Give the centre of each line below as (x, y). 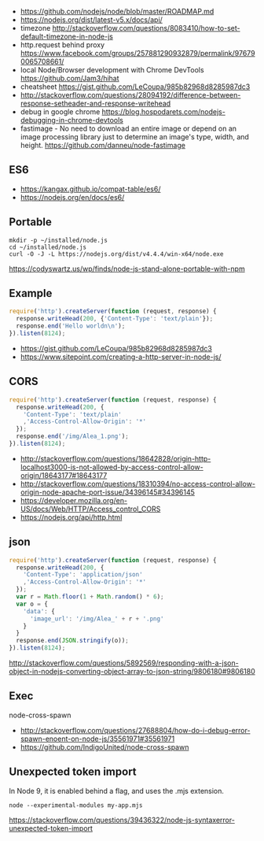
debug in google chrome (60, 112)
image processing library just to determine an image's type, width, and (135, 137)
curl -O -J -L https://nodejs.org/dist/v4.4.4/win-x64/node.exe (116, 254)
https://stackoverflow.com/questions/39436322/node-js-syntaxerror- (122, 820)
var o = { (32, 604)
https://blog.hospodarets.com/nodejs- (164, 112)
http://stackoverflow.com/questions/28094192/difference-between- (130, 95)
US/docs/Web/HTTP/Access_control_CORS (90, 509)
